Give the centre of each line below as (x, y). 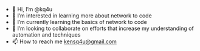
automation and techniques (46, 35)
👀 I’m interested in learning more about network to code (82, 16)
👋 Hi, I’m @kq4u (32, 9)
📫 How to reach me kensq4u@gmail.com (64, 41)
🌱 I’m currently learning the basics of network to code (79, 22)
